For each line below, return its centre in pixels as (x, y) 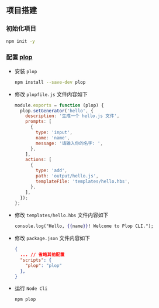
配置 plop (19, 57)
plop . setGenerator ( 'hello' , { (57, 111)
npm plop (25, 300)
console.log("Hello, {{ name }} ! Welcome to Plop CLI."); (84, 226)
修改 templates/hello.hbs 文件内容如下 (61, 215)
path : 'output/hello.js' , (67, 176)
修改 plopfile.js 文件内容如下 (51, 94)
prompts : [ (39, 122)
